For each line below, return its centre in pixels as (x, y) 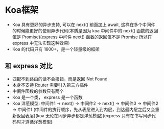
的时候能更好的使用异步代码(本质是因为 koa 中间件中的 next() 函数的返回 (85, 30)
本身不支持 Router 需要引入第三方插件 (50, 85)
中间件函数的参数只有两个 (38, 91)
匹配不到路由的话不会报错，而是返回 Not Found (60, 78)
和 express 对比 (29, 66)
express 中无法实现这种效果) (41, 43)
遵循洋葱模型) (39, 122)
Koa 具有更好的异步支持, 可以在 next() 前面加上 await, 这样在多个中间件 (84, 25)
